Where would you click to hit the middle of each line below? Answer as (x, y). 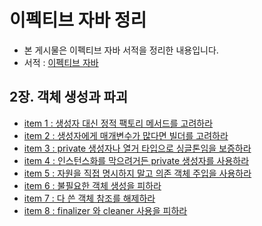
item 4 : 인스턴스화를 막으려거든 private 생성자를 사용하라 (136, 160)
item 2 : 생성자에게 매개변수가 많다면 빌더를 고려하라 (126, 135)
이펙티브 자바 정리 (78, 20)
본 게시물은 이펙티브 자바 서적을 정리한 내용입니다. (121, 50)
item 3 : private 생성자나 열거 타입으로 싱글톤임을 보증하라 (137, 148)
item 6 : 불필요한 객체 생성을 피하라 (92, 185)
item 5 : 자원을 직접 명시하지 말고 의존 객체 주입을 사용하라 (137, 173)
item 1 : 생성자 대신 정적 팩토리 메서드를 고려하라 (118, 123)
